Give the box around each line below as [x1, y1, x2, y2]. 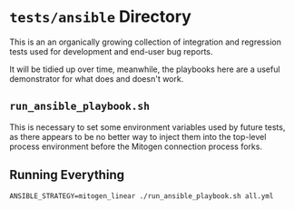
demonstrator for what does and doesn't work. [9, 73, 184, 84]
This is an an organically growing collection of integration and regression [9, 36, 281, 47]
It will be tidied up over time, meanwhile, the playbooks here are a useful [9, 64, 280, 75]
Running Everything [9, 167, 125, 183]
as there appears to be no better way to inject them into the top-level [9, 131, 267, 142]
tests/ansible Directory [9, 6, 192, 27]
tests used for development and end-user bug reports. [9, 45, 213, 56]
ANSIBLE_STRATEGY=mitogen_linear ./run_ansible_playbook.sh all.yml [9, 191, 274, 201]
